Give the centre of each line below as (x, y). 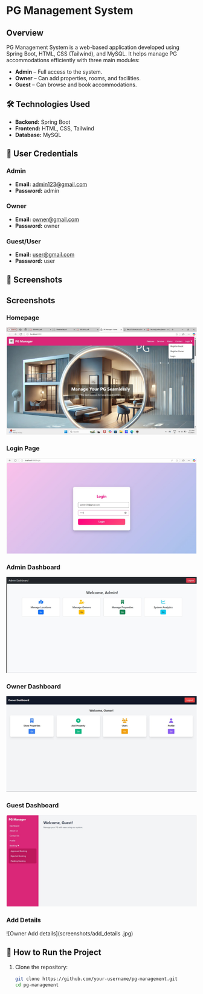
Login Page (23, 448)
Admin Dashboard (33, 567)
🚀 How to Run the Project (54, 953)
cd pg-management (37, 985)
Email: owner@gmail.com (47, 219)
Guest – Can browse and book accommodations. (76, 85)
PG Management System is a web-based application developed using (93, 47)
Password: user (35, 261)
